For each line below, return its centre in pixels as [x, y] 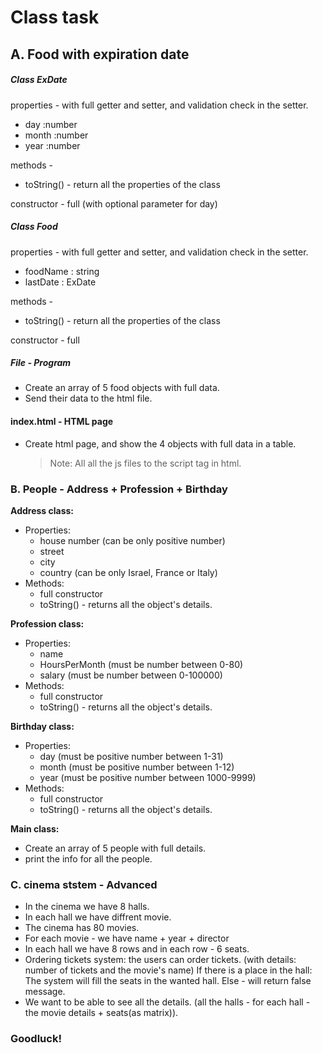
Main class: [35, 828]
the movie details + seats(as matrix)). [101, 1013]
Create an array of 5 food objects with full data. [122, 388]
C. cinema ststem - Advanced [84, 884]
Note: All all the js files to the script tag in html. [145, 463]
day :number [51, 124]
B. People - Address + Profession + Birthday [119, 489]
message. [45, 992]
